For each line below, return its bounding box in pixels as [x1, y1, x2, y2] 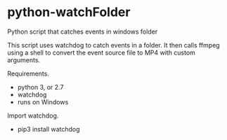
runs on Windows [17, 97, 69, 106]
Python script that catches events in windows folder [7, 27, 158, 36]
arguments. [7, 55, 41, 64]
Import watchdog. [7, 111, 59, 120]
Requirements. [7, 69, 49, 78]
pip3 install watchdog [17, 125, 80, 133]
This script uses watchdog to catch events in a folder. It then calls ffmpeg [7, 41, 220, 49]
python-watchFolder [7, 4, 131, 20]
